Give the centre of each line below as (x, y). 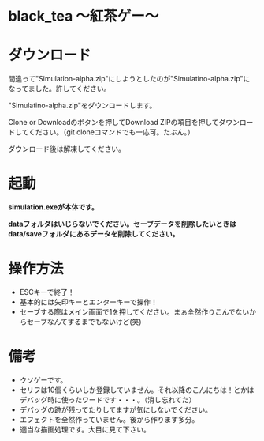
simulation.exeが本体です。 (53, 207)
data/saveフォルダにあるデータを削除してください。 (94, 234)
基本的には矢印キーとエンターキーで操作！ (88, 302)
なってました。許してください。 (59, 89)
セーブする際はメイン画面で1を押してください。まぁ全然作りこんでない (134, 312)
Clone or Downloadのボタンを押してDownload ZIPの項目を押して (113, 122)
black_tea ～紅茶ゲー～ (84, 16)
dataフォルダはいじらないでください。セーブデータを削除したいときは (123, 224)
